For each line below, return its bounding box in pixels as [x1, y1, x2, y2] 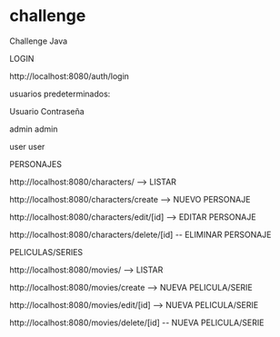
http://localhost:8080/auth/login [9, 70, 130, 82]
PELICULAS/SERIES [9, 246, 84, 257]
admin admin [9, 124, 58, 134]
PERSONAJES [9, 158, 62, 169]
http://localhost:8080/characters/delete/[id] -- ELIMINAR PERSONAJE [9, 229, 272, 240]
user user [9, 141, 45, 152]
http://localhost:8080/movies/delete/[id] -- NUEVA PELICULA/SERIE [9, 317, 265, 328]
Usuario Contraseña [9, 105, 85, 116]
